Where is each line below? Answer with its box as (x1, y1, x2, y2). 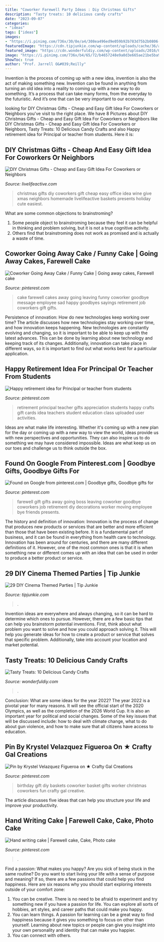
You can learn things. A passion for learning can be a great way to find (12, 911, 154, 918)
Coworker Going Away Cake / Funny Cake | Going (5, 250, 158, 258)
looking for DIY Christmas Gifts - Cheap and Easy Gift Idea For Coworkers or (5, 106, 159, 112)
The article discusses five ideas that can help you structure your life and (5, 797, 150, 803)
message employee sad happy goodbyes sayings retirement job (17, 299, 146, 305)
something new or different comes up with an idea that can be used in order (5, 550, 158, 556)
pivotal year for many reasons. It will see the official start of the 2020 (5, 703, 144, 709)
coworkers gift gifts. (17, 304, 58, 311)
